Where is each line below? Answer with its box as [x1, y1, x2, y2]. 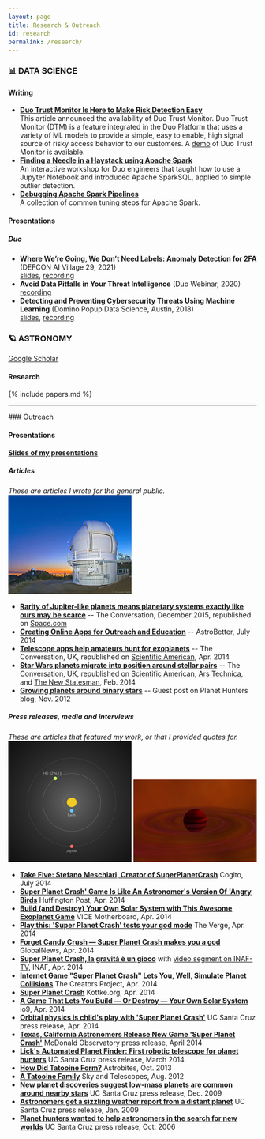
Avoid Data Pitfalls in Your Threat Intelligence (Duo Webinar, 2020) [19, 279, 241, 289]
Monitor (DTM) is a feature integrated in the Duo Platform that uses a [19, 123, 243, 132]
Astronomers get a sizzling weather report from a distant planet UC [19, 1096, 246, 1106]
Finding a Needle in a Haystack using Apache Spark [19, 156, 193, 165]
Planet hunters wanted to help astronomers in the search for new [19, 1113, 238, 1122]
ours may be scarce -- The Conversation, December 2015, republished [19, 609, 252, 620]
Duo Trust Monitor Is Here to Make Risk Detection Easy [19, 105, 203, 115]
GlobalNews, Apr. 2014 [19, 945, 95, 955]
